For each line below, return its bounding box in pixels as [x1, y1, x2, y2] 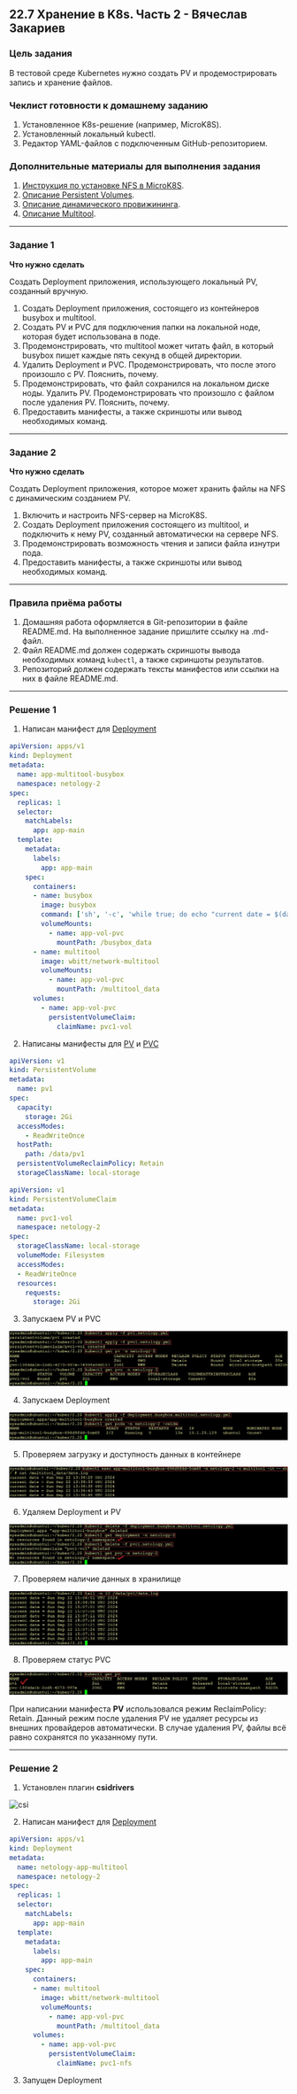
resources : [17, 1279, 57, 1287]
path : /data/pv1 [25, 1150, 86, 1159]
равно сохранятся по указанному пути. [9, 1731, 158, 1742]
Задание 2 [9, 446, 57, 459]
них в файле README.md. [21, 673, 118, 684]
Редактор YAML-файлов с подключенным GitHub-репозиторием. [21, 137, 268, 149]
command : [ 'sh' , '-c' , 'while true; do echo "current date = [41, 910, 271, 919]
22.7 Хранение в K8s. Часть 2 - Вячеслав [9, 7, 247, 22]
